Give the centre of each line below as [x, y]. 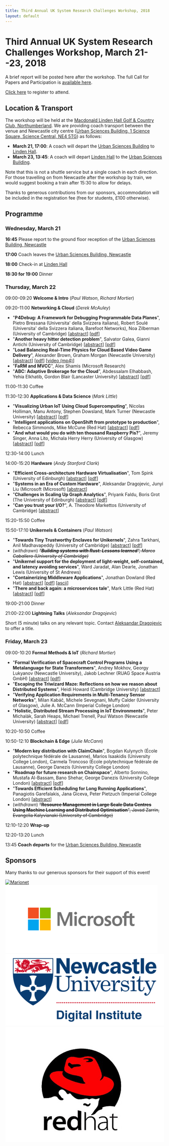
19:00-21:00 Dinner [25, 603]
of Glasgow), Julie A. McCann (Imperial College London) [71, 705]
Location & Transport [39, 108]
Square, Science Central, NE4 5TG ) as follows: [54, 136]
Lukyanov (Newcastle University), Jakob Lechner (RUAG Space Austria [86, 673]
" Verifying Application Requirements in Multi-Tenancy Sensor [79, 694]
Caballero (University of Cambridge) [50, 556]
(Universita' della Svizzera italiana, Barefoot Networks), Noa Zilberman [86, 328]
